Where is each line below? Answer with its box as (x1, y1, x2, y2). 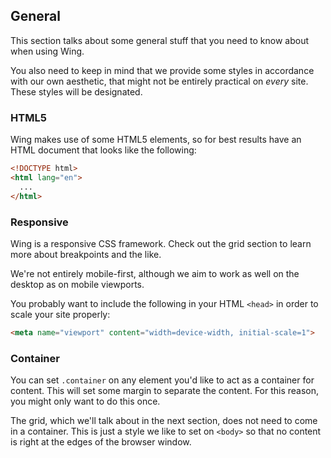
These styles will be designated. (10, 85, 143, 98)
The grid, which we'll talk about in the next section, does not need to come (10, 415, 318, 427)
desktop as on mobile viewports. (10, 278, 145, 290)
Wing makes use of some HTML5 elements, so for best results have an (10, 134, 302, 146)
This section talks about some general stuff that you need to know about (10, 34, 309, 46)
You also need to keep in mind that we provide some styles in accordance (10, 64, 315, 76)
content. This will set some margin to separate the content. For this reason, (10, 385, 320, 397)
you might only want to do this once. (10, 395, 161, 408)
